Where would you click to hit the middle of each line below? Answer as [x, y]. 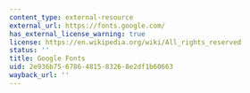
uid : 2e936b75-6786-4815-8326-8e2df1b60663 [92, 67]
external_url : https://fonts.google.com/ [87, 26]
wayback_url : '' [39, 75]
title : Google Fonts [48, 58]
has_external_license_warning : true [77, 34]
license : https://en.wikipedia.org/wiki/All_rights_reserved [125, 42]
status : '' [29, 50]
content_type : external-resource [71, 17]
